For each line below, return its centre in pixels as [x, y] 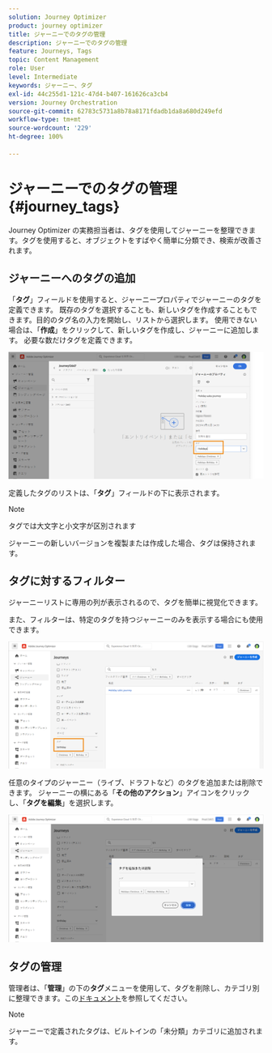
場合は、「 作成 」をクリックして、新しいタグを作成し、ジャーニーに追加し [130, 330]
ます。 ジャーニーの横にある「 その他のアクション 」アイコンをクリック [132, 793]
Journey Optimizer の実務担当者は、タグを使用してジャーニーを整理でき [129, 230]
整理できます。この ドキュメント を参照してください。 [103, 998]
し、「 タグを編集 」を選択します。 [63, 803]
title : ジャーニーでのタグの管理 [57, 34]
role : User [27, 69]
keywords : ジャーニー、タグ [51, 85]
